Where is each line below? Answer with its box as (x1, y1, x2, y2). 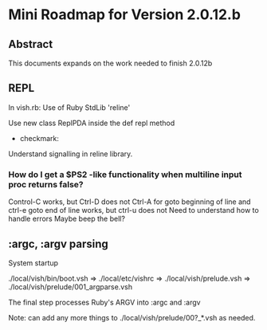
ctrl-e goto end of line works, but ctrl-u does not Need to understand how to (8, 206, 259, 215)
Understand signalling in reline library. (8, 149, 133, 159)
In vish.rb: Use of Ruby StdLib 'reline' (8, 102, 131, 112)
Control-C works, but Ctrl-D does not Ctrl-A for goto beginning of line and (8, 197, 251, 206)
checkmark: (19, 133, 60, 143)
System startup (8, 257, 58, 268)
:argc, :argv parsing (8, 237, 109, 250)
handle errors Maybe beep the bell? (8, 214, 126, 224)
